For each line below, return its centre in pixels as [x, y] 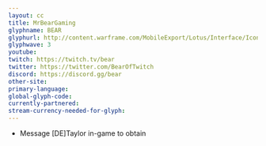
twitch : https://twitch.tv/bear [61, 60]
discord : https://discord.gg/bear [65, 74]
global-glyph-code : [40, 96]
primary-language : [38, 89]
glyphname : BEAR [35, 30]
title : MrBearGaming [42, 23]
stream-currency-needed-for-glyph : [67, 111]
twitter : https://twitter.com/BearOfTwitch [81, 67]
